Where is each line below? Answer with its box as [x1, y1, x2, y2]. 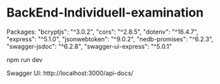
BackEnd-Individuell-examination [6, 5, 204, 21]
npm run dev [6, 55, 43, 63]
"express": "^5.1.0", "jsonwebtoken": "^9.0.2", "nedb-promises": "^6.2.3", [6, 34, 214, 43]
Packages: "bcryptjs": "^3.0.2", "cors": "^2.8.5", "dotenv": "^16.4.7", [6, 28, 199, 36]
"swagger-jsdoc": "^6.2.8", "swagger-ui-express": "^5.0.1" [6, 42, 172, 50]
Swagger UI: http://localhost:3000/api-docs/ [6, 69, 134, 77]
